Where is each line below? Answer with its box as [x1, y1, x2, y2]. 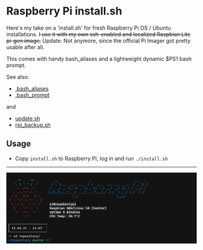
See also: [6, 73, 30, 80]
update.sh [14, 115, 40, 122]
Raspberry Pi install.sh [6, 4, 123, 18]
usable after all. [6, 43, 45, 51]
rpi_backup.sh [14, 121, 51, 128]
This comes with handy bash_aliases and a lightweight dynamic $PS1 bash [6, 55, 192, 62]
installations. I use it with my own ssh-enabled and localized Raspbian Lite [6, 30, 191, 37]
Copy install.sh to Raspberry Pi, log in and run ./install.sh [14, 155, 168, 162]
